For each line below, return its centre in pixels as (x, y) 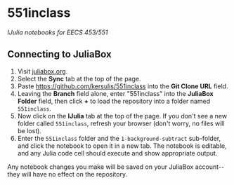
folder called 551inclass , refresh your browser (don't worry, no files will (121, 123)
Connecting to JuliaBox (59, 54)
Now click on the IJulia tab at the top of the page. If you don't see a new (122, 116)
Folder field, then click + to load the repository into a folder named (114, 101)
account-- (210, 167)
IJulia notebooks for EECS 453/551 (58, 32)
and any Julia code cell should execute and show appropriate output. (117, 153)
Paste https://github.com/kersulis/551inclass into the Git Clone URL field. (123, 86)
